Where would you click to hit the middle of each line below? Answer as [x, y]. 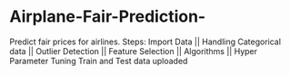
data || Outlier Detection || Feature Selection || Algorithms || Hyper [133, 51]
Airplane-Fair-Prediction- [108, 17]
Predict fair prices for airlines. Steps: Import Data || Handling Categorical [145, 42]
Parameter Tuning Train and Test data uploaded [99, 61]
